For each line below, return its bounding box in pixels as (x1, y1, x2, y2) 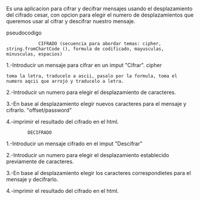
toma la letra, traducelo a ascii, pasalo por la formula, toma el (6, 73, 178, 79)
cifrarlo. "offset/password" (6, 107, 72, 114)
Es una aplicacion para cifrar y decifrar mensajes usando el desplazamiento (6, 5, 193, 12)
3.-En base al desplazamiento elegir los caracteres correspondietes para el (6, 170, 191, 176)
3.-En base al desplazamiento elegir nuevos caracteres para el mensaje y (6, 101, 187, 107)
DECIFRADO (27, 130, 52, 136)
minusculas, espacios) (6, 51, 63, 57)
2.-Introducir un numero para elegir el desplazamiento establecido (6, 152, 170, 158)
